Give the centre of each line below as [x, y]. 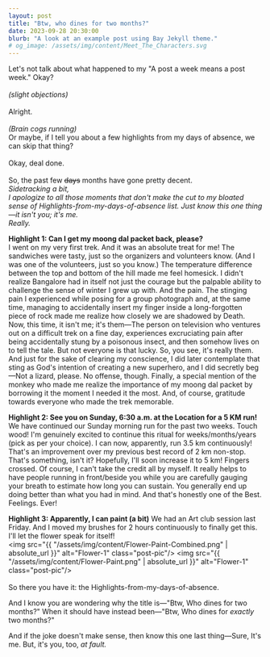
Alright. [21, 112]
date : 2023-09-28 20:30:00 [54, 31]
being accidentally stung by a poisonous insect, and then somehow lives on [134, 342]
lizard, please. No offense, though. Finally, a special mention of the [146, 376]
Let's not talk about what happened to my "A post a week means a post [127, 69]
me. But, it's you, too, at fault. [58, 644]
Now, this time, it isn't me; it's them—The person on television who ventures [135, 324]
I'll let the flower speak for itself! [62, 536]
